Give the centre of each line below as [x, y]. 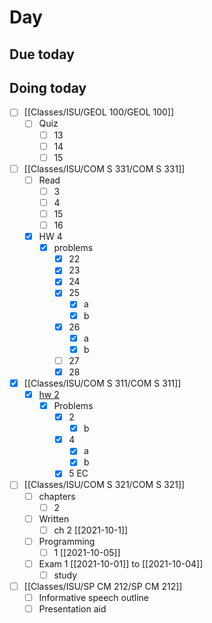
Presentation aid [72, 609]
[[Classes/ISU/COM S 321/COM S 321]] [104, 485]
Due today [42, 54]
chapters [57, 496]
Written [54, 518]
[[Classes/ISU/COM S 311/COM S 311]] [102, 383]
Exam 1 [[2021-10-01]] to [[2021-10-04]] [121, 563]
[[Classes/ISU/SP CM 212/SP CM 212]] [103, 587]
